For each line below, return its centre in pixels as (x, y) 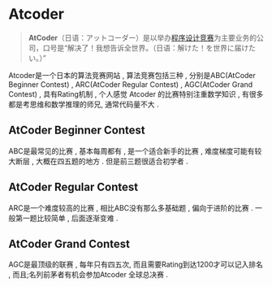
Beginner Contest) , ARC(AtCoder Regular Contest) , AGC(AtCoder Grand (131, 84)
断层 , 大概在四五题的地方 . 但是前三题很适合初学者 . (101, 161)
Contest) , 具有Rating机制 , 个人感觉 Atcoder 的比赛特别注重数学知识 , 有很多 (136, 93)
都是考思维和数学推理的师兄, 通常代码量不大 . (84, 104)
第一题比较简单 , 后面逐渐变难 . (67, 218)
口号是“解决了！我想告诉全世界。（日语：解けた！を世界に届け (146, 48)
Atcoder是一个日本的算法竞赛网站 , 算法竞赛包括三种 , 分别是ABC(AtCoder (132, 75)
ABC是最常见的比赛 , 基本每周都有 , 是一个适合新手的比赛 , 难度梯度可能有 (132, 150)
